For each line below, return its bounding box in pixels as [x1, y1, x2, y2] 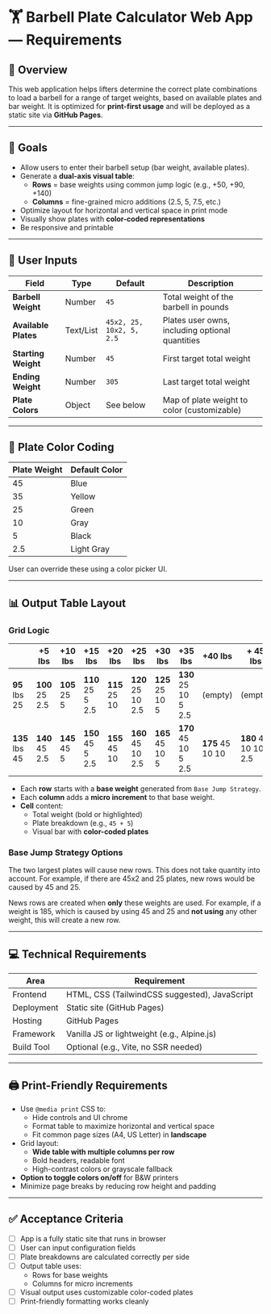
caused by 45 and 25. [8, 882, 81, 892]
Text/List [65, 324, 98, 335]
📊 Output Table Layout [8, 596, 127, 610]
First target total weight [162, 352, 252, 364]
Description [187, 277, 234, 288]
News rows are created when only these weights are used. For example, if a [8, 898, 261, 908]
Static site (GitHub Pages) [65, 1002, 165, 1013]
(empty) [202, 689, 233, 701]
